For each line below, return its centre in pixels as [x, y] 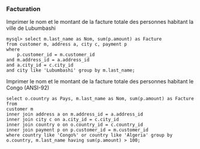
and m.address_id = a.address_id [48, 60]
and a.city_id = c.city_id [40, 65]
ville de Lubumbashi [31, 28]
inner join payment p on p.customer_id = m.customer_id [77, 130]
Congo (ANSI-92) [28, 88]
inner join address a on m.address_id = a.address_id [75, 114]
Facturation [23, 9]
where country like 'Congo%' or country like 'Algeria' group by [89, 135]
